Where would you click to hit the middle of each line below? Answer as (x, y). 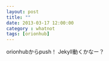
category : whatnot (31, 28)
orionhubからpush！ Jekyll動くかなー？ (55, 52)
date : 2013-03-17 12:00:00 (40, 23)
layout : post (23, 12)
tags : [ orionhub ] (28, 34)
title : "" (19, 17)
